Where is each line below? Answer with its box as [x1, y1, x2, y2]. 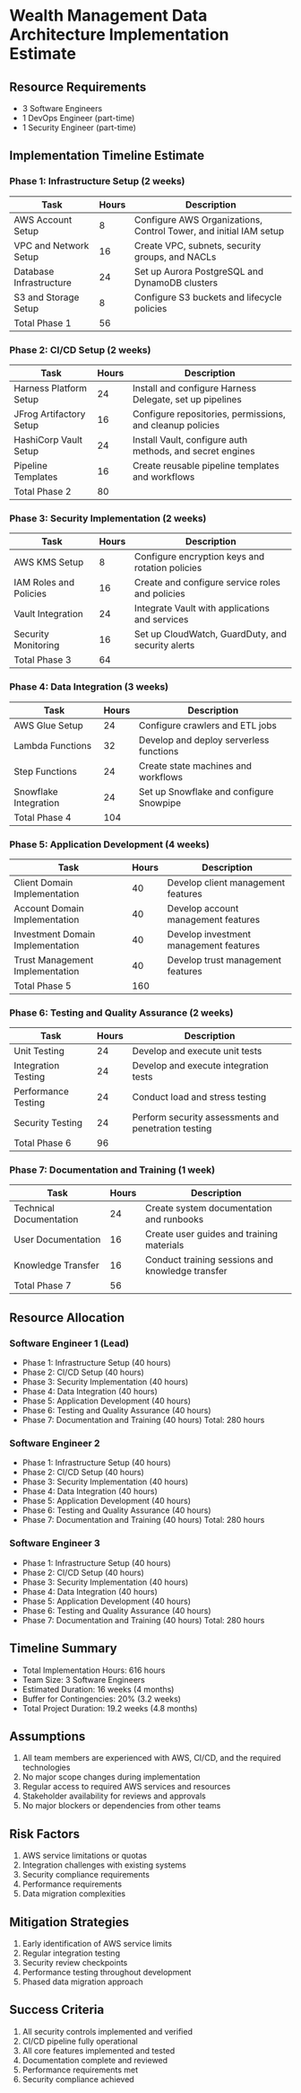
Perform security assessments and [132, 1111, 279, 1123]
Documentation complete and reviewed [21, 2054, 168, 2065]
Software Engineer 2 [9, 1438, 100, 1450]
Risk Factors [9, 1826, 81, 1842]
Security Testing [13, 1117, 83, 1130]
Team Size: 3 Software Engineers [21, 1674, 145, 1684]
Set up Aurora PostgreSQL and [133, 265, 264, 277]
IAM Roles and [13, 576, 74, 589]
